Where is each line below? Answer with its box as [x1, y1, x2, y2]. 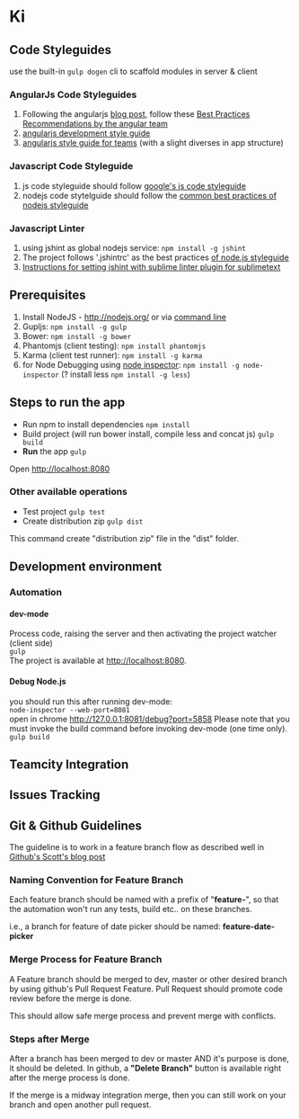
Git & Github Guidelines [9, 818, 142, 833]
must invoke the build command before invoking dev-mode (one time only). [9, 722, 288, 734]
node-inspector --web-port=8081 [9, 705, 130, 714]
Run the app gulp [22, 445, 87, 456]
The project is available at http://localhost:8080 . [9, 655, 187, 667]
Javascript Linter [9, 222, 85, 235]
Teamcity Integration [9, 756, 129, 772]
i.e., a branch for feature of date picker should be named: [9, 921, 222, 932]
